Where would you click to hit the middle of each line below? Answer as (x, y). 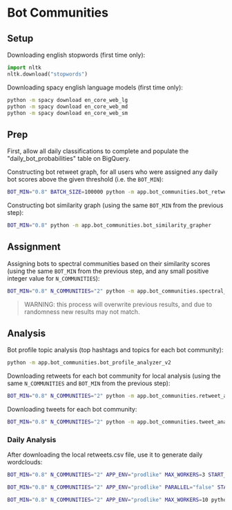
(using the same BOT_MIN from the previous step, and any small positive (108, 271)
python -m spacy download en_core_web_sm (68, 113)
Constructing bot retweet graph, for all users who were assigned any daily (113, 172)
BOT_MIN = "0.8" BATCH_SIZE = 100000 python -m (71, 192)
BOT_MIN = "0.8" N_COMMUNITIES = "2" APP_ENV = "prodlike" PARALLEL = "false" (111, 487)
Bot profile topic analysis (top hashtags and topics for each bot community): (115, 350)
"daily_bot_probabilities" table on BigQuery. (69, 159)
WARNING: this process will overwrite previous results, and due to (118, 304)
